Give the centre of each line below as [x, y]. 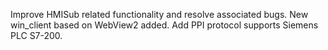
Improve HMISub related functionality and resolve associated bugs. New [159, 14]
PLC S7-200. [36, 35]
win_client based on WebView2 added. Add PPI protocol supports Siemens [164, 25]
